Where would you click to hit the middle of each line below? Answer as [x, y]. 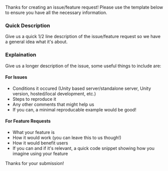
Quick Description [28, 26]
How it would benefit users [40, 143]
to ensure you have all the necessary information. [56, 13]
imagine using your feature [40, 153]
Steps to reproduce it [34, 99]
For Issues [16, 77]
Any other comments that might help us [53, 104]
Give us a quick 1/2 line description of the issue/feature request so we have [83, 37]
